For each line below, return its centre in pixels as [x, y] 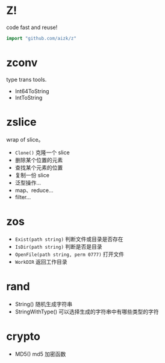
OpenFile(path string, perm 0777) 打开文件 [70, 254]
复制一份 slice [32, 175]
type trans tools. [26, 79]
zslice [22, 122]
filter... [23, 197]
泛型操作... [28, 183]
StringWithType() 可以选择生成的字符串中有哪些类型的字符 [87, 312]
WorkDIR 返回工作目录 [41, 261]
